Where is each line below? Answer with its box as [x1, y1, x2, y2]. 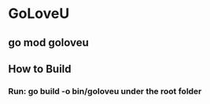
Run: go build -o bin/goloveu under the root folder [8, 85, 202, 96]
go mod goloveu [8, 36, 89, 49]
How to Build [8, 62, 72, 75]
